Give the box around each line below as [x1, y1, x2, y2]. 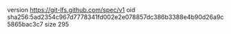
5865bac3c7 [7, 20, 43, 28]
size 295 [44, 20, 69, 28]
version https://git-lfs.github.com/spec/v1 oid [7, 6, 136, 14]
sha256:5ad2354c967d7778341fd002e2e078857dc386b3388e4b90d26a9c [7, 13, 224, 21]
